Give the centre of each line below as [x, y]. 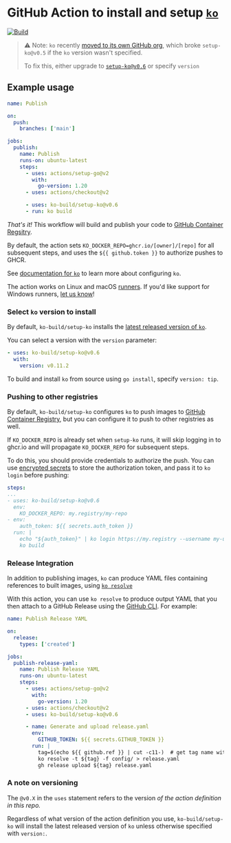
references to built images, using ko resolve [70, 586]
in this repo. [24, 805]
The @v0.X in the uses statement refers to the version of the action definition [114, 797]
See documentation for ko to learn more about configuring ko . [94, 273]
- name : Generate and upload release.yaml [87, 727]
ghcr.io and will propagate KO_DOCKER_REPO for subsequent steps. [98, 447]
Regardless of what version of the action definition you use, [91, 818]
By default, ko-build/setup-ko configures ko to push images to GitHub [106, 412]
